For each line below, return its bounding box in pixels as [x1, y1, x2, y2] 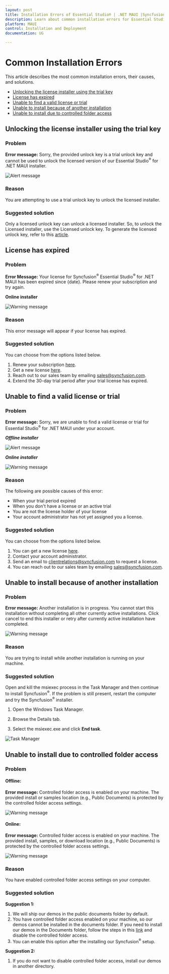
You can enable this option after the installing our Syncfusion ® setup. [12, 937, 156, 944]
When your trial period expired [12, 498, 76, 504]
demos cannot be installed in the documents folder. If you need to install [12, 921, 162, 928]
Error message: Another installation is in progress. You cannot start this [5, 605, 154, 611]
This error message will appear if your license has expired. [5, 328, 127, 334]
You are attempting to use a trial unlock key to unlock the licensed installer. [5, 197, 160, 203]
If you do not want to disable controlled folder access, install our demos [12, 958, 161, 964]
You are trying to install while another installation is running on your [5, 655, 145, 661]
